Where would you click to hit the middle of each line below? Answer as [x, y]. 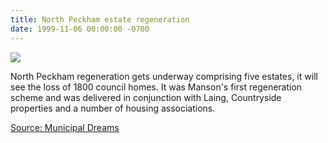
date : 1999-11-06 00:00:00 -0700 [80, 29]
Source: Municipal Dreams [65, 127]
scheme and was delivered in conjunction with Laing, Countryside [146, 97]
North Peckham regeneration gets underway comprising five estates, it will [164, 76]
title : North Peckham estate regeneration [100, 19]
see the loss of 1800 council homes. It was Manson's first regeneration [156, 87]
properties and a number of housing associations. [113, 108]
